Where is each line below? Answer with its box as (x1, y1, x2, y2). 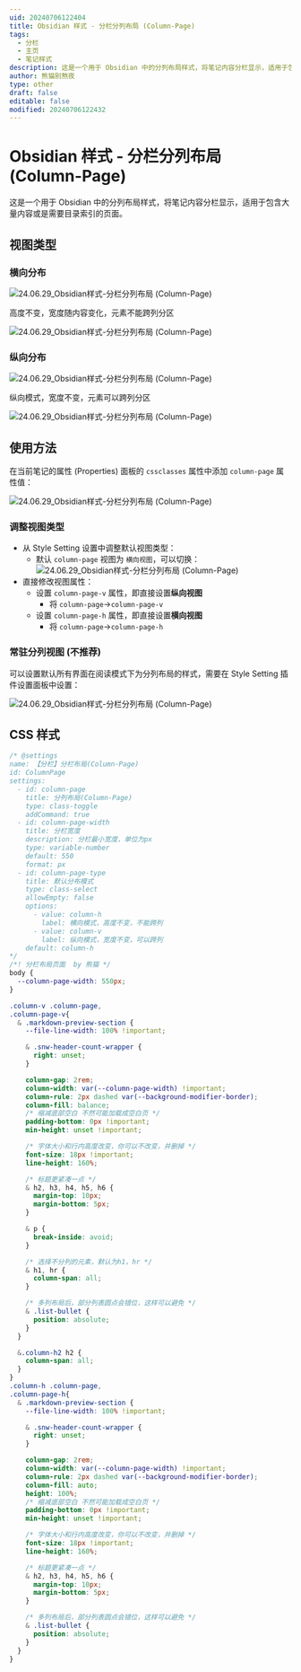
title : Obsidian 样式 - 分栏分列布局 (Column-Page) (9, 22, 195, 31)
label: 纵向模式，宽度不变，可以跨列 (41, 935, 163, 944)
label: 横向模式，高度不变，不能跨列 (41, 918, 163, 928)
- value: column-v (32, 927, 102, 936)
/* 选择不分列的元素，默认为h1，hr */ (25, 1257, 152, 1266)
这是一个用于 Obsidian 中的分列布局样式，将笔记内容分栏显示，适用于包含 (9, 197, 282, 207)
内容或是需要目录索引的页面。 (16, 208, 127, 219)
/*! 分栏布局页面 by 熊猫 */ (9, 960, 112, 970)
